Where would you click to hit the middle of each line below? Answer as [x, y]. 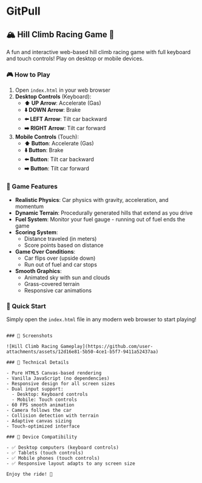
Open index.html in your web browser [62, 90]
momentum [29, 206]
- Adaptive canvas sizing [39, 421]
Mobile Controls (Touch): [47, 137]
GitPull [23, 11]
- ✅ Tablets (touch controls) [45, 453]
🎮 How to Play [28, 74]
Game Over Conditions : [45, 251]
